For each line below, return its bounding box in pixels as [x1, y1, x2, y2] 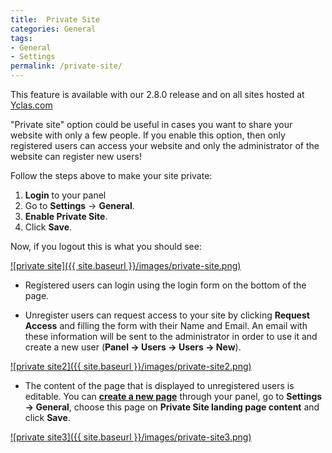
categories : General [10, 24, 97, 34]
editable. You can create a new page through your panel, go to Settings [24, 391, 323, 402]
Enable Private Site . [24, 211, 108, 222]
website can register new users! [10, 151, 142, 162]
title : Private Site [10, 14, 101, 25]
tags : [10, 33, 33, 43]
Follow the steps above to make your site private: [10, 170, 213, 181]
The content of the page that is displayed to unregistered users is [24, 380, 295, 391]
